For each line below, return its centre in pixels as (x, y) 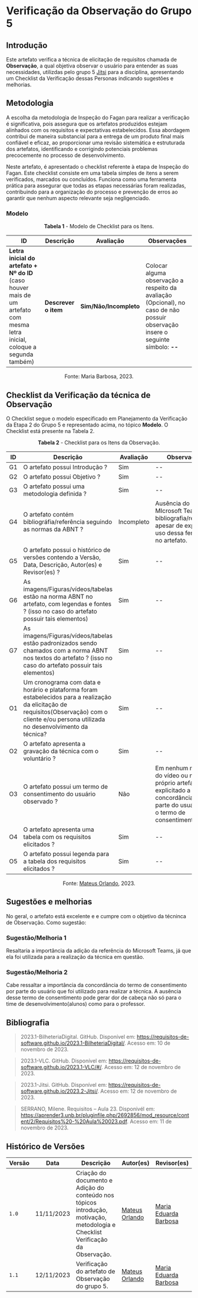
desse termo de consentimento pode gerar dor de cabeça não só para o (94, 997)
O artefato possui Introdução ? (65, 467)
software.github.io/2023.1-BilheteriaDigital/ (72, 1043)
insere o (156, 332)
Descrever (60, 303)
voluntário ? (39, 758)
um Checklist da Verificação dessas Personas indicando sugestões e (90, 78)
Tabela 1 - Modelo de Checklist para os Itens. (99, 227)
